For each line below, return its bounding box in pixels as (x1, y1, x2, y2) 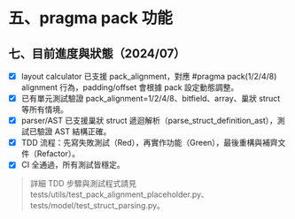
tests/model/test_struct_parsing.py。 (29, 200, 166, 211)
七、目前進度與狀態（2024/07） (8, 46, 186, 61)
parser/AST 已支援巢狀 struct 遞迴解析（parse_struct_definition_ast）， (20, 116, 278, 126)
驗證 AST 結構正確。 (36, 126, 112, 137)
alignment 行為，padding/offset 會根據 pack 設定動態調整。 (20, 82, 239, 93)
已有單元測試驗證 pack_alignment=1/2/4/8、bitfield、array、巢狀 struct (20, 94, 281, 104)
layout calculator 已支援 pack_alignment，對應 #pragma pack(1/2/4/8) (20, 72, 277, 81)
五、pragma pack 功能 (8, 8, 174, 28)
